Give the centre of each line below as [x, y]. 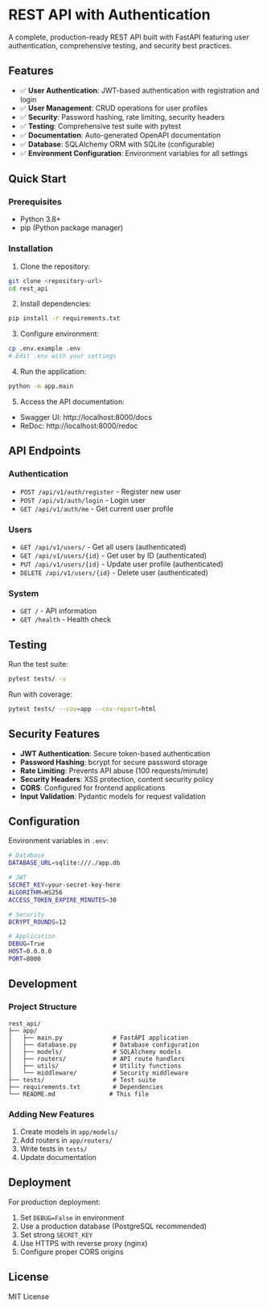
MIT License [29, 1296]
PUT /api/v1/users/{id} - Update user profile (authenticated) [121, 564]
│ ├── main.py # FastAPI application [99, 1038]
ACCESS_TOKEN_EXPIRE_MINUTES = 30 [62, 900]
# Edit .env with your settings [62, 356]
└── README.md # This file [79, 1094]
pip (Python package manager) [72, 228]
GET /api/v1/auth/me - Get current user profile [97, 508]
